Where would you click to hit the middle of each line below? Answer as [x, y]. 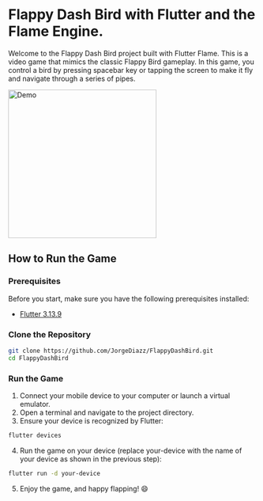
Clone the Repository [50, 334]
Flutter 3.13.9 [40, 313]
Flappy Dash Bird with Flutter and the [132, 15]
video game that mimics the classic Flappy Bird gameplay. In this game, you [131, 62]
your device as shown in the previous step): [90, 459]
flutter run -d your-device [54, 473]
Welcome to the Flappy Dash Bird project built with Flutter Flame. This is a [128, 53]
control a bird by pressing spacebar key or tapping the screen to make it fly [131, 70]
